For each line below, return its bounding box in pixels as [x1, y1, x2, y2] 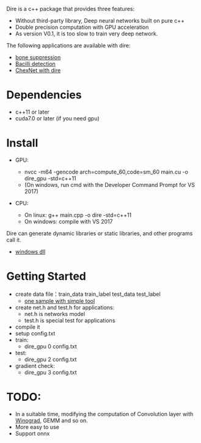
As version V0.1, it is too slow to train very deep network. [15, 30, 158, 37]
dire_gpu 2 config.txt [24, 356, 77, 363]
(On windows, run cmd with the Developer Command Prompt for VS [24, 181, 196, 188]
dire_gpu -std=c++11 [24, 174, 76, 182]
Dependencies [6, 88, 82, 102]
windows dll [15, 247, 46, 255]
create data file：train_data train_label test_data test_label [15, 290, 161, 298]
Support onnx [15, 430, 50, 437]
